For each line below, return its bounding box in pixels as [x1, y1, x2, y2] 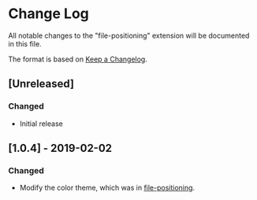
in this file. [8, 39, 42, 48]
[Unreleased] [8, 77, 75, 91]
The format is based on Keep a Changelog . [8, 54, 147, 64]
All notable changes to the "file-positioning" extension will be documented [8, 31, 250, 40]
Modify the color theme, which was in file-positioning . [19, 183, 196, 193]
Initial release [19, 119, 63, 128]
